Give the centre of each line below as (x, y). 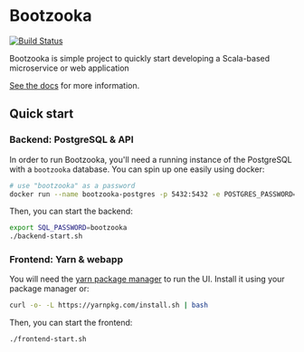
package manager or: (49, 289)
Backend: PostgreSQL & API (71, 139)
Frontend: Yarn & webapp (66, 260)
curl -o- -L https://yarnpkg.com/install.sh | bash (109, 305)
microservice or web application (69, 68)
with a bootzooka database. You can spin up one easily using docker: (137, 169)
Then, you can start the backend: (71, 211)
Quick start (42, 114)
